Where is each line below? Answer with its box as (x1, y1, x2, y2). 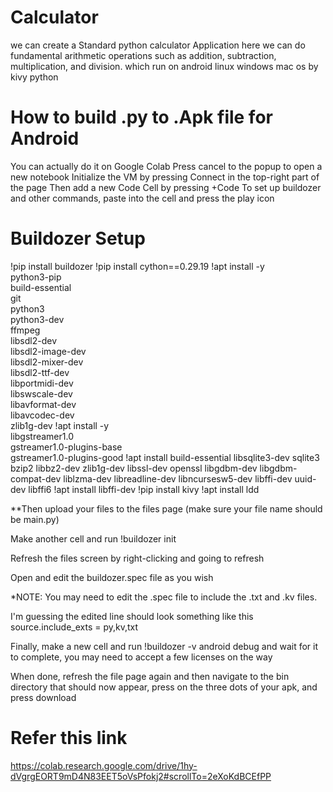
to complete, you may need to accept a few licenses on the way (10, 651, 273, 663)
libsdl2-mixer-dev (10, 356, 84, 368)
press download (10, 691, 77, 703)
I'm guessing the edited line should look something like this (10, 610, 254, 622)
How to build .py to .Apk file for (10, 106, 273, 129)
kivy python (10, 71, 59, 83)
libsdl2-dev (10, 334, 58, 346)
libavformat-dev (10, 398, 77, 410)
